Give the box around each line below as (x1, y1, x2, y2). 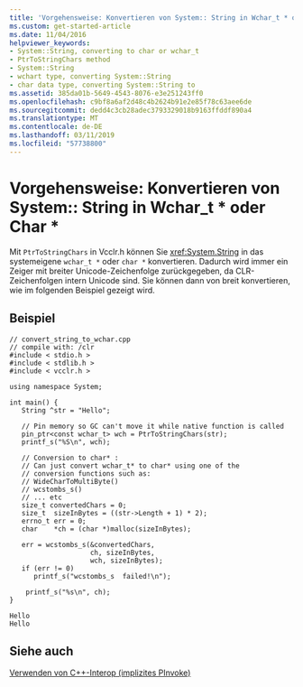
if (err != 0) (21, 563, 75, 573)
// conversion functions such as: (21, 469, 151, 478)
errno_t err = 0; (21, 516, 87, 525)
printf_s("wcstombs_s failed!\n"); (32, 571, 171, 580)
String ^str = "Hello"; (21, 405, 111, 415)
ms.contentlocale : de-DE (9, 123, 103, 132)
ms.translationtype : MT (9, 114, 99, 123)
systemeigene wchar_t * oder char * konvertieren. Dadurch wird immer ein (9, 255, 289, 266)
